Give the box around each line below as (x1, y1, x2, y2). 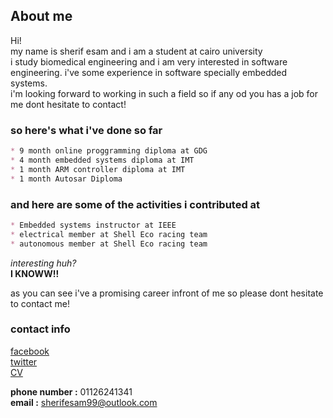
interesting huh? (10, 257, 77, 269)
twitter (10, 355, 38, 368)
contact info (10, 322, 71, 336)
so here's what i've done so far (10, 123, 163, 137)
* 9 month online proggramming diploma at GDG (10, 146, 208, 156)
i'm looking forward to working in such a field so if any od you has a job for (10, 87, 318, 99)
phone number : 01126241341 (10, 385, 133, 398)
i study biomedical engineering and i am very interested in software (10, 55, 288, 68)
